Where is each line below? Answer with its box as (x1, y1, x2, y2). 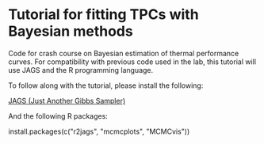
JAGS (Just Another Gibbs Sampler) (8, 96, 126, 105)
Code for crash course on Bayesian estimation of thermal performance (8, 48, 239, 58)
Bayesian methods (8, 22, 133, 40)
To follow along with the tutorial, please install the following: (8, 81, 204, 90)
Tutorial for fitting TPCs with (8, 6, 200, 24)
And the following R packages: (8, 111, 109, 120)
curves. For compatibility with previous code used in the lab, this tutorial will (8, 57, 256, 66)
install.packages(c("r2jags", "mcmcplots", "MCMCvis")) (8, 127, 190, 136)
